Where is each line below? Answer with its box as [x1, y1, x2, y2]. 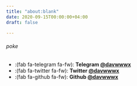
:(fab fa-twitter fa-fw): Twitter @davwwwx [14, 67, 119, 74]
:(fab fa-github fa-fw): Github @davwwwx [14, 73, 119, 80]
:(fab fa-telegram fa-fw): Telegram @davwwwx [14, 61, 131, 68]
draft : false [6, 19, 38, 25]
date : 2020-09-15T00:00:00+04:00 [6, 14, 88, 20]
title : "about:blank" [6, 8, 59, 15]
